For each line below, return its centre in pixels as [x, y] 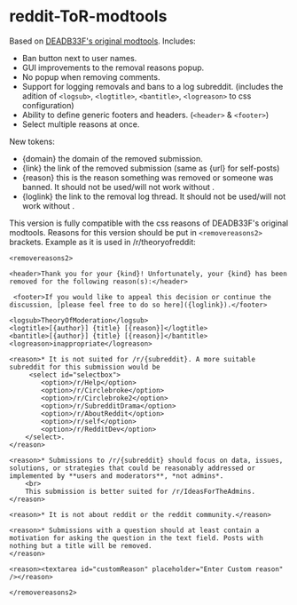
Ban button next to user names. [79, 58]
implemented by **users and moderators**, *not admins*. [117, 476]
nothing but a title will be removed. [81, 545]
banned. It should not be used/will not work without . [118, 187]
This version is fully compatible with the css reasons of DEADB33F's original [149, 223]
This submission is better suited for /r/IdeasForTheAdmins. [140, 491]
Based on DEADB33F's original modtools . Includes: [103, 41]
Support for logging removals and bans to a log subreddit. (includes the [152, 86]
